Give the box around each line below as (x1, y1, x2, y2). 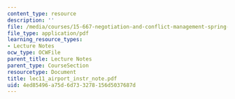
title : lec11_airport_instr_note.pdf (7, 75, 117, 82)
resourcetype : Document (7, 68, 77, 75)
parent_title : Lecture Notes (7, 56, 92, 63)
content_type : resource (7, 10, 77, 17)
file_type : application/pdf (7, 29, 90, 37)
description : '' (7, 17, 55, 24)
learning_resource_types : (7, 36, 83, 43)
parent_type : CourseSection (7, 62, 90, 69)
